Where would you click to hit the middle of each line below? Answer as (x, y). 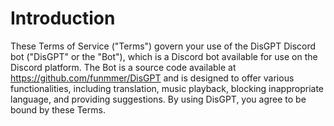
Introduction (63, 18)
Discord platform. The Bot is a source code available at (123, 67)
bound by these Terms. (58, 109)
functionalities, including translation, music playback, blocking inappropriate (167, 88)
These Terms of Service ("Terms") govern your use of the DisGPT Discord (163, 46)
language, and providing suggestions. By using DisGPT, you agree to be (158, 99)
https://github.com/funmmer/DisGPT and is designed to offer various (152, 78)
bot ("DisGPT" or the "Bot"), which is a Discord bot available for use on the (164, 56)
